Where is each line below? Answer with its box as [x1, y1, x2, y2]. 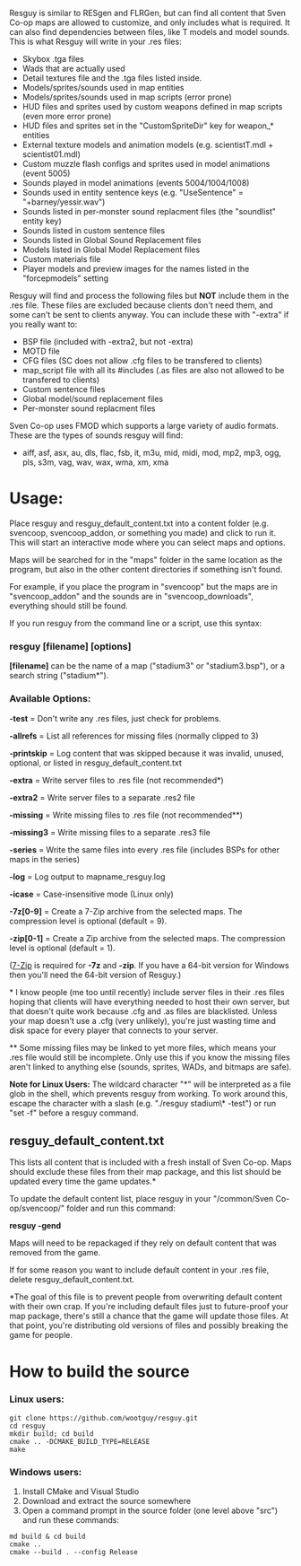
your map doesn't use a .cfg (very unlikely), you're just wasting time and [9, 1015, 276, 1026]
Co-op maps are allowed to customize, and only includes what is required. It [9, 17, 290, 28]
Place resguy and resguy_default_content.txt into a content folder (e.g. [9, 518, 269, 529]
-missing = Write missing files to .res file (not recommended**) [9, 809, 244, 820]
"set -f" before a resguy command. [9, 1107, 139, 1118]
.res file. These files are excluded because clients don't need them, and [9, 300, 273, 311]
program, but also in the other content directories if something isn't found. [9, 564, 283, 574]
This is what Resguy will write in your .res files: [9, 36, 182, 47]
